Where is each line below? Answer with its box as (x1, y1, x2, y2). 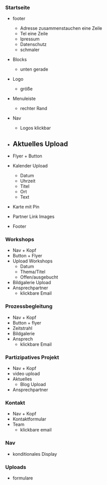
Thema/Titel (20, 269, 45, 275)
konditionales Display (12, 451, 57, 457)
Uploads (5, 463, 26, 470)
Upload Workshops (12, 258, 53, 264)
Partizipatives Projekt (5, 354, 60, 361)
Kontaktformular (12, 416, 46, 422)
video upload (12, 370, 40, 376)
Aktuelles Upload (12, 139, 68, 148)
